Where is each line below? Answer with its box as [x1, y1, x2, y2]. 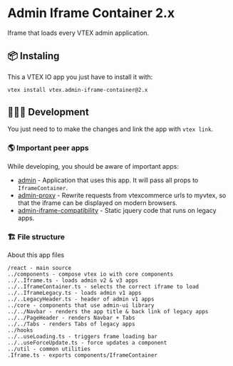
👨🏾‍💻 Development [7, 106, 89, 118]
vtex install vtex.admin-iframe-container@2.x [7, 86, 148, 93]
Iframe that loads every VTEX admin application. [7, 28, 150, 37]
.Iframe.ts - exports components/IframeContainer [7, 352, 158, 359]
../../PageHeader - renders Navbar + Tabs [7, 315, 135, 322]
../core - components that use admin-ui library [7, 302, 155, 309]
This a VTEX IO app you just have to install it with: [7, 73, 153, 81]
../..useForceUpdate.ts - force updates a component [7, 340, 167, 347]
